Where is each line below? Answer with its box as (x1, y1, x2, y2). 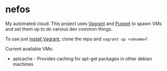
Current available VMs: (5, 45, 54, 52)
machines (12, 61, 34, 67)
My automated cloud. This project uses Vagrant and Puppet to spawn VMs (5, 20, 162, 27)
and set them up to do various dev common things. (5, 26, 113, 32)
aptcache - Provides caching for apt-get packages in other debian (12, 55, 152, 62)
